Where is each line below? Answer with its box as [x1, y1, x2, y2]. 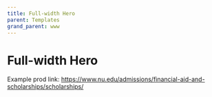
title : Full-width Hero [7, 10, 76, 17]
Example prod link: [7, 75, 60, 83]
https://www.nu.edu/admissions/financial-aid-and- [61, 75, 205, 83]
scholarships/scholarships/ [7, 83, 84, 91]
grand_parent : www [7, 23, 60, 30]
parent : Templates [7, 17, 60, 23]
